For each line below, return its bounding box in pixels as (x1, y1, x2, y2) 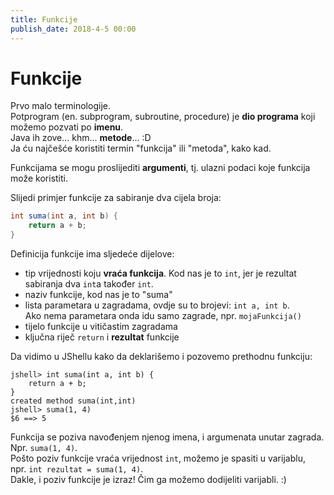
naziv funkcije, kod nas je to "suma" (24, 289, 173, 301)
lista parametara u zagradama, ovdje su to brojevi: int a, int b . (24, 299, 290, 311)
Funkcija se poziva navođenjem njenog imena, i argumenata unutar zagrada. (10, 431, 325, 443)
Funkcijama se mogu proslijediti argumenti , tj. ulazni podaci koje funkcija (10, 162, 311, 174)
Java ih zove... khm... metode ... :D (10, 132, 152, 144)
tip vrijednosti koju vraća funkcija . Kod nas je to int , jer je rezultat (24, 267, 297, 280)
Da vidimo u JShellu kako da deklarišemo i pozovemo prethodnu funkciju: (10, 351, 313, 363)
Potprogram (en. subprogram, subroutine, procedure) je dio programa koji (10, 111, 316, 123)
